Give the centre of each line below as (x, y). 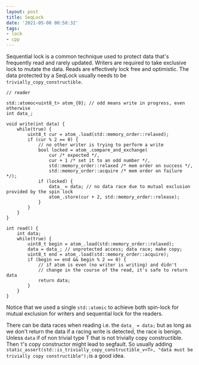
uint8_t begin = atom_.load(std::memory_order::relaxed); (101, 244)
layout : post (22, 12)
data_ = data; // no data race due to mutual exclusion (119, 187)
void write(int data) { (36, 124)
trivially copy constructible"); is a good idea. (66, 356)
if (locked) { (55, 181)
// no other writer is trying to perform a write (101, 145)
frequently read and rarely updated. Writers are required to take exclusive (96, 63)
